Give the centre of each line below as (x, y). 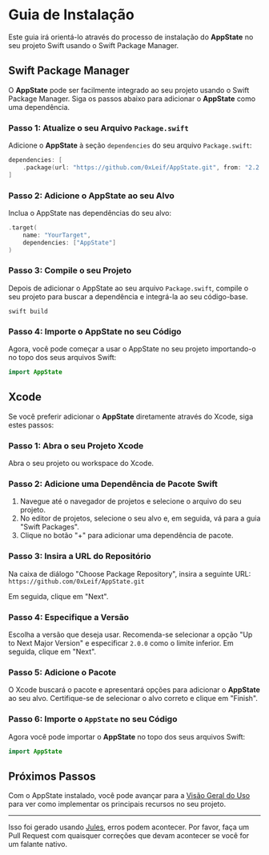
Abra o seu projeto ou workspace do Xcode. (81, 464)
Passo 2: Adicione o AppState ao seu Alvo (91, 196)
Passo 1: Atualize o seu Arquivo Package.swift (99, 128)
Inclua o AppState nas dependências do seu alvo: (90, 213)
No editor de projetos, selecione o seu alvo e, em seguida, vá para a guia (140, 518)
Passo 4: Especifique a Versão (69, 617)
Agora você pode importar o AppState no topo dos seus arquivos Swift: (127, 736)
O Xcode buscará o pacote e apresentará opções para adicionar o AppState (134, 690)
